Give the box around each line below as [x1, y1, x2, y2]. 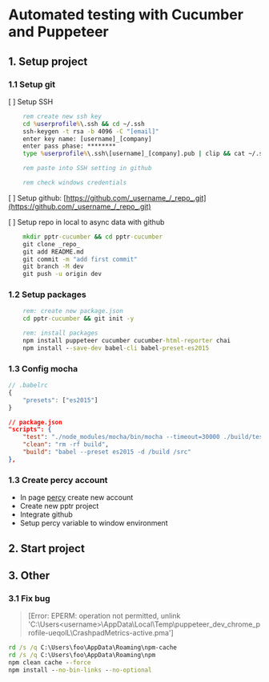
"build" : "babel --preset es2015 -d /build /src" [22, 448, 192, 457]
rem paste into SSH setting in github [22, 164, 152, 173]
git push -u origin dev [22, 270, 102, 278]
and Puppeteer [8, 22, 110, 41]
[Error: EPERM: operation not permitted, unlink [27, 611, 181, 621]
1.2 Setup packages [8, 289, 86, 300]
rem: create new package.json [22, 307, 124, 315]
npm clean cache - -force [8, 658, 91, 667]
